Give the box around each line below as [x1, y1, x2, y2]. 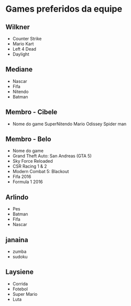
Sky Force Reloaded [12, 158, 53, 164]
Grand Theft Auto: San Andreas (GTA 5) [12, 153, 92, 159]
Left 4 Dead [12, 46, 36, 52]
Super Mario [12, 291, 38, 297]
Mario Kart [12, 41, 34, 47]
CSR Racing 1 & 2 [12, 163, 48, 169]
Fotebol [12, 286, 28, 292]
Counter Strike [12, 36, 42, 41]
